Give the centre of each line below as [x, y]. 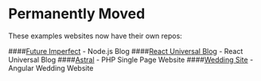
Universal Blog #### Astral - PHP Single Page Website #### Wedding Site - [131, 60]
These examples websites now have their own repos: [95, 36]
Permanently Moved [77, 14]
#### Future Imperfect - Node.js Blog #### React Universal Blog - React [126, 51]
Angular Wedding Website [51, 67]
